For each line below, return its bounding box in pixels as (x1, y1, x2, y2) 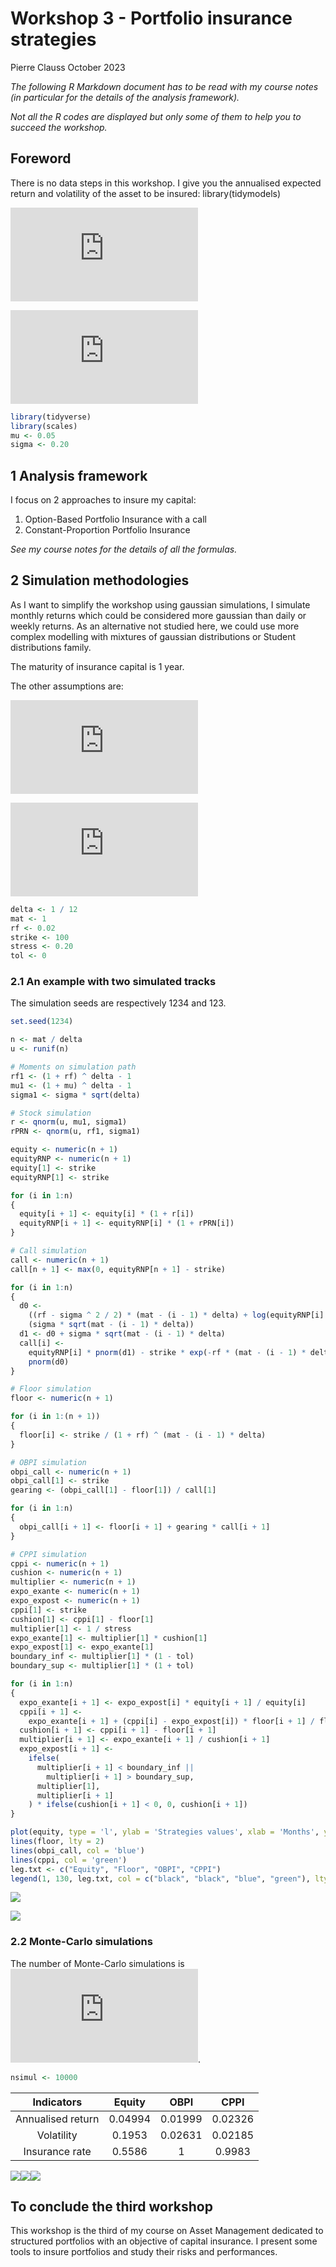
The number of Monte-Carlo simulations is (10, 1957, 185, 1969)
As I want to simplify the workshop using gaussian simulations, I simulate (10, 598, 311, 611)
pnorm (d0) (28, 1357, 70, 1367)
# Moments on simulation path (10, 1062, 137, 1072)
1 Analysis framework (10, 467, 148, 484)
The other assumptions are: (10, 680, 124, 692)
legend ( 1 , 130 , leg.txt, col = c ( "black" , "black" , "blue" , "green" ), (10, 1873, 311, 1884)
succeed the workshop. (10, 121, 108, 133)
